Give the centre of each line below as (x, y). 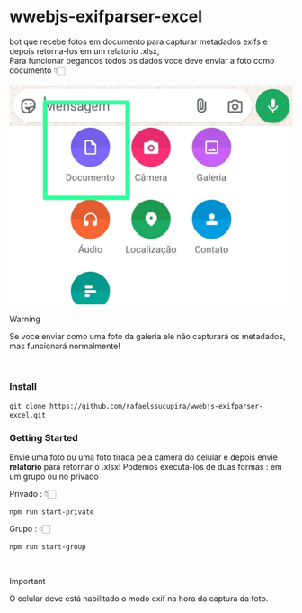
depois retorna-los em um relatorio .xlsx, (84, 50)
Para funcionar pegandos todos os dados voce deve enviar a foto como (142, 60)
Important (27, 581)
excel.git (28, 416)
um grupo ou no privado (54, 477)
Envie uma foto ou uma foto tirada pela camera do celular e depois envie (144, 457)
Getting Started (44, 437)
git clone (28, 407)
